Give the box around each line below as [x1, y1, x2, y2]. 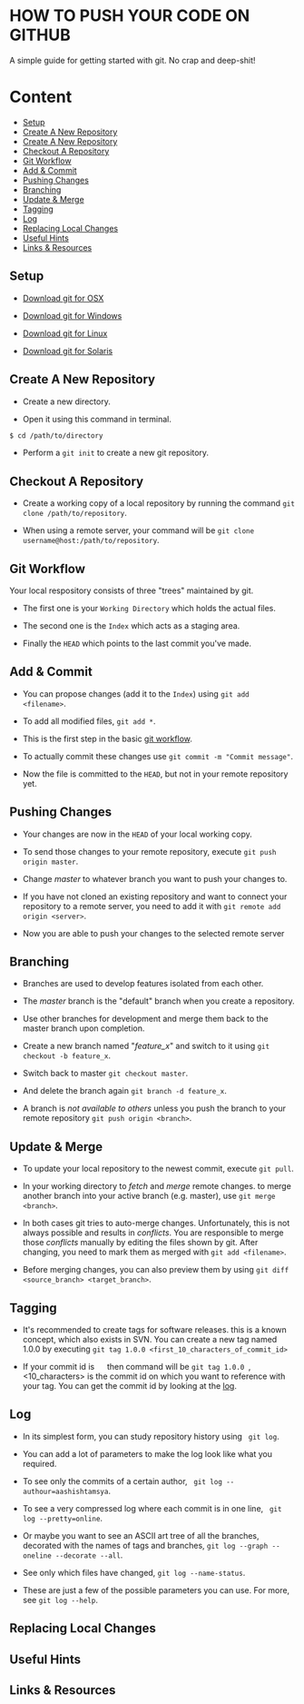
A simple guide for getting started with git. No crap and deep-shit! [9, 54, 256, 65]
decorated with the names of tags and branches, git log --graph [22, 1540, 269, 1550]
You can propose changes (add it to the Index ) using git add [22, 688, 250, 699]
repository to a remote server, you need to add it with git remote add [22, 900, 281, 911]
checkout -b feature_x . [22, 1050, 112, 1061]
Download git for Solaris [22, 345, 113, 356]
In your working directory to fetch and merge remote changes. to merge [22, 1181, 292, 1192]
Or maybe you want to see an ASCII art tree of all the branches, [22, 1530, 260, 1541]
